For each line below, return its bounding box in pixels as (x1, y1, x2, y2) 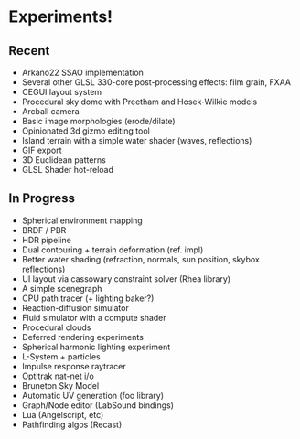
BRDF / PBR (21, 224, 67, 235)
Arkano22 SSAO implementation (21, 67, 144, 78)
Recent (8, 43, 50, 59)
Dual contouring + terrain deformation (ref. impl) (21, 244, 204, 255)
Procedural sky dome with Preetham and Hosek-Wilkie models (21, 96, 258, 107)
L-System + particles (21, 350, 102, 362)
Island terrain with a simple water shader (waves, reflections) (21, 135, 252, 145)
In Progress (8, 190, 75, 207)
